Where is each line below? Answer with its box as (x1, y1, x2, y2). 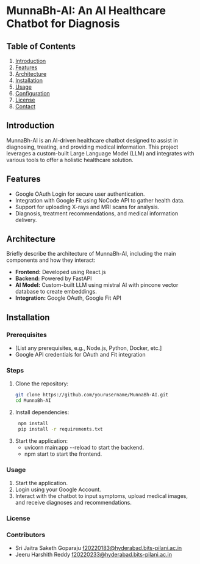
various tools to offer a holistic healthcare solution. (6, 156, 134, 163)
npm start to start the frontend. (24, 450, 102, 458)
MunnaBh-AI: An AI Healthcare (6, 4, 166, 18)
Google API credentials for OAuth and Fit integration (15, 351, 146, 358)
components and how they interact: (6, 256, 96, 264)
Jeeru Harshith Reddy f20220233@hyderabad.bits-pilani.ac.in (15, 551, 173, 558)
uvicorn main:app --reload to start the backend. (24, 443, 145, 451)
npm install (18, 420, 49, 427)
